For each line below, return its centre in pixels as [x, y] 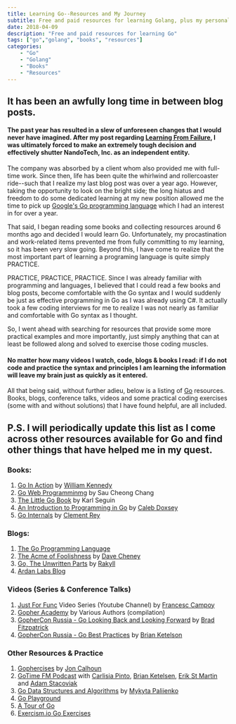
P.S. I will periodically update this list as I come [112, 428]
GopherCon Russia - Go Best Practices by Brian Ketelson [100, 635]
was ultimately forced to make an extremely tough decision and [102, 145]
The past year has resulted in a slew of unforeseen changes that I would [114, 130]
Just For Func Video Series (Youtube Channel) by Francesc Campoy [116, 605]
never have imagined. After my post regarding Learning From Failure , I [111, 137]
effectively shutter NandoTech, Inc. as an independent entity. [99, 153]
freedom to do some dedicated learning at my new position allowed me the [116, 199]
